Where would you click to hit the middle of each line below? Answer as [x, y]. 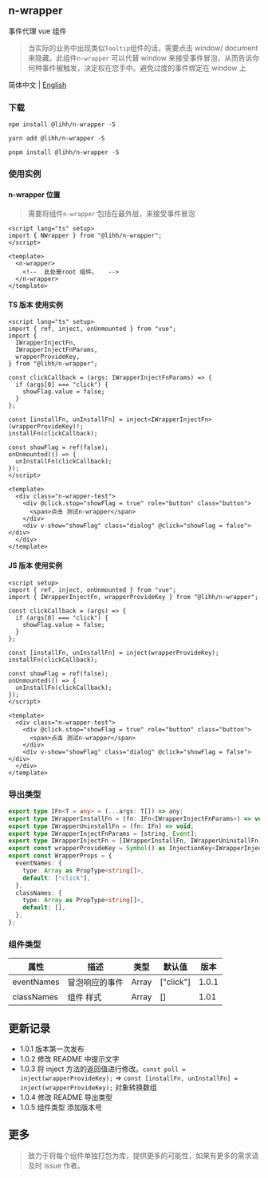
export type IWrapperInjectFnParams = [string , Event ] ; [103, 833]
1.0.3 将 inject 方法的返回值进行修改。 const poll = [102, 1069]
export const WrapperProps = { [60, 856]
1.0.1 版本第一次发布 [52, 1049]
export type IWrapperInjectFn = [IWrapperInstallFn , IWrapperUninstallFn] [135, 841]
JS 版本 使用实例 [35, 565]
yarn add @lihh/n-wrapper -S [57, 139]
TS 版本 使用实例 [36, 305]
